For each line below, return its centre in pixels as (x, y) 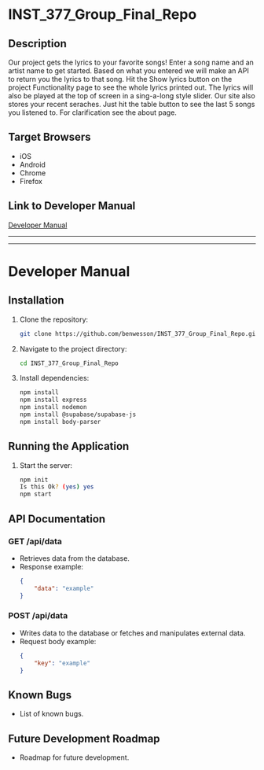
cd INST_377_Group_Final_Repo (69, 363)
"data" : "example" (64, 588)
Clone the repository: (54, 319)
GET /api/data (35, 541)
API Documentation (57, 519)
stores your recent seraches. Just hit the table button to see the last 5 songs (132, 104)
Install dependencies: (54, 378)
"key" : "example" (62, 663)
